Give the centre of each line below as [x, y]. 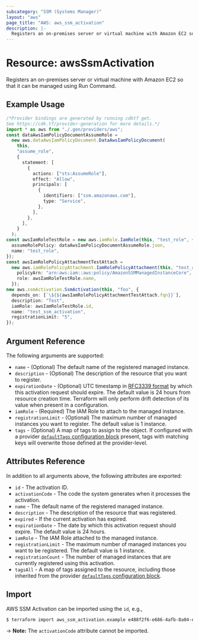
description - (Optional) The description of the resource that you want [101, 373]
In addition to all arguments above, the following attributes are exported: [94, 475]
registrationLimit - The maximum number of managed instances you [100, 544]
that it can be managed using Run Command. [61, 86]
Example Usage [36, 105]
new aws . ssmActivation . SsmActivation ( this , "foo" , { [73, 289]
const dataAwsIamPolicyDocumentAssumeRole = [62, 135]
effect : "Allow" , [54, 179]
